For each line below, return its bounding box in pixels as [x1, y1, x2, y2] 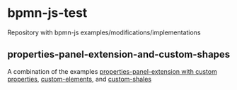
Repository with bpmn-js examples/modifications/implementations [7, 28, 201, 37]
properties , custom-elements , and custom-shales [7, 75, 152, 83]
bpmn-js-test [7, 5, 88, 21]
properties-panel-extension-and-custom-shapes [7, 49, 231, 60]
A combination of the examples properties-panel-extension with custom [7, 67, 217, 75]
